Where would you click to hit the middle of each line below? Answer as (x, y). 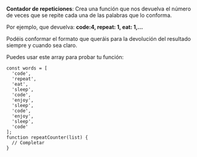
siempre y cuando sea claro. (42, 45)
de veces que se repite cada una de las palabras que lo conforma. (89, 15)
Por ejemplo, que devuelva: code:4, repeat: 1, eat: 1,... (75, 27)
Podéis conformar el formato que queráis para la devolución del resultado (99, 39)
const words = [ (27, 68)
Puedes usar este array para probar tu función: (65, 57)
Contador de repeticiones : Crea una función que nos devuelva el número (99, 9)
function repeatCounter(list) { (47, 138)
